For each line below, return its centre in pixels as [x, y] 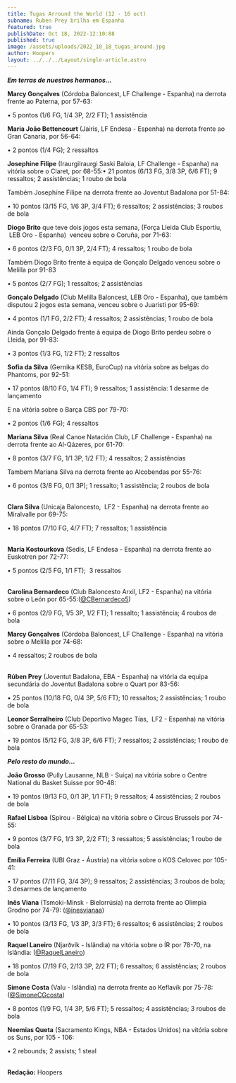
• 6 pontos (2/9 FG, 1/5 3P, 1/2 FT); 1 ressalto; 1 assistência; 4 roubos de [112, 613]
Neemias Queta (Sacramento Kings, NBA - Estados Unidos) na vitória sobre [118, 1029]
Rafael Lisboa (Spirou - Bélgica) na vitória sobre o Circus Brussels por [109, 817]
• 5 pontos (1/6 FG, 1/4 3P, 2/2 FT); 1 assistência [77, 115]
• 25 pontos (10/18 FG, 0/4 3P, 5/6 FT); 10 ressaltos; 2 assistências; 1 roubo [117, 697]
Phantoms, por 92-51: [39, 374]
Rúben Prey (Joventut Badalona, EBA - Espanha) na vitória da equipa [108, 676]
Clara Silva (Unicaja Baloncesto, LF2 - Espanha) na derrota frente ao [108, 506]
